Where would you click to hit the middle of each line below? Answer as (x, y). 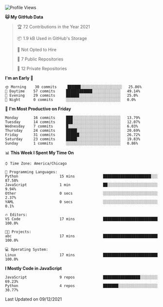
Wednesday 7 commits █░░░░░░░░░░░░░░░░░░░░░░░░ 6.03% (72, 126)
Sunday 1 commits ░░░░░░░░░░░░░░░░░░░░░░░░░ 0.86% (72, 143)
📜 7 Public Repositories (40, 59)
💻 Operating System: (27, 249)
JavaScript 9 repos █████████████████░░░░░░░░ (81, 277)
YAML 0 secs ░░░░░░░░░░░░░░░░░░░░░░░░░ (81, 202)
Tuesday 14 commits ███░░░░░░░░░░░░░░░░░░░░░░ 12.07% (72, 122)
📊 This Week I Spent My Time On (39, 153)
